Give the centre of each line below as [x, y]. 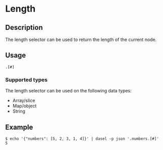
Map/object [24, 106]
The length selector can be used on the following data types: [69, 91]
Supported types [26, 80]
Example [19, 127]
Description [24, 28]
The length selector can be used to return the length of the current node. [81, 39]
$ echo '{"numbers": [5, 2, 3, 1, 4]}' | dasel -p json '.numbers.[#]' [82, 139]
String [19, 111]
